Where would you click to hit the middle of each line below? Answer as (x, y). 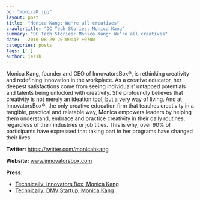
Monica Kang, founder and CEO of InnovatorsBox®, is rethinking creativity (98, 73)
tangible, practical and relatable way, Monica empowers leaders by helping (99, 112)
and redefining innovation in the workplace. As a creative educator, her (94, 80)
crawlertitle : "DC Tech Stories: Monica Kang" (65, 29)
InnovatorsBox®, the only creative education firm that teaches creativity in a (100, 105)
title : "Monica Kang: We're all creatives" (63, 23)
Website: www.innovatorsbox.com (49, 160)
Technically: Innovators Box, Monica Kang (67, 184)
